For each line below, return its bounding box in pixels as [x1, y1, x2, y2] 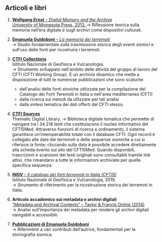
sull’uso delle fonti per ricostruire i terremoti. [12, 46, 101, 52]
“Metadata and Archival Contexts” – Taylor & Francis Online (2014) [12, 201, 145, 207]
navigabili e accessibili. [12, 212, 59, 217]
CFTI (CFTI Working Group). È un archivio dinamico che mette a [12, 71, 140, 77]
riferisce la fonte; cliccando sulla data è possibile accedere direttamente [12, 141, 157, 147]
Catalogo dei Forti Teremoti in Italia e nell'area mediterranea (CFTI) [19, 91, 153, 97]
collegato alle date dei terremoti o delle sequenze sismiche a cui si [12, 136, 145, 142]
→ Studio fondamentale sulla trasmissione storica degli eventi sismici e [12, 41, 154, 47]
